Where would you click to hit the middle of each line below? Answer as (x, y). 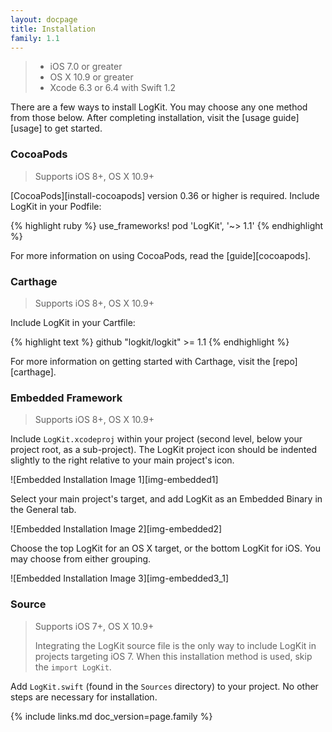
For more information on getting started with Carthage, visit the (140, 361)
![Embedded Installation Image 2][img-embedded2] (116, 529)
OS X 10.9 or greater (91, 77)
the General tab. (43, 510)
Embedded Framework (66, 398)
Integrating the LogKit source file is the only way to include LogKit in (175, 645)
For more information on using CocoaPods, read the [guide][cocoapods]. (161, 255)
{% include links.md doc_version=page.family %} (111, 716)
